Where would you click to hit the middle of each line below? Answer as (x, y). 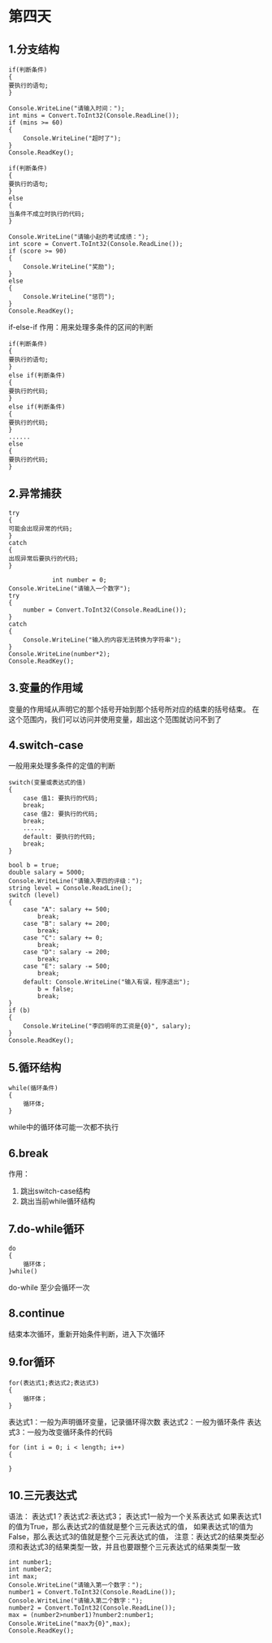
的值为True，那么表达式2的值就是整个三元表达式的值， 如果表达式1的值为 (131, 1527)
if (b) (19, 1011)
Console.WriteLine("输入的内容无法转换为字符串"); (102, 640)
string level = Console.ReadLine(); (70, 889)
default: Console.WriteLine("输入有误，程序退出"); (107, 982)
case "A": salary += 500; (67, 910)
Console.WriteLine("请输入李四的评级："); (76, 881)
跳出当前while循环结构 (58, 1201)
